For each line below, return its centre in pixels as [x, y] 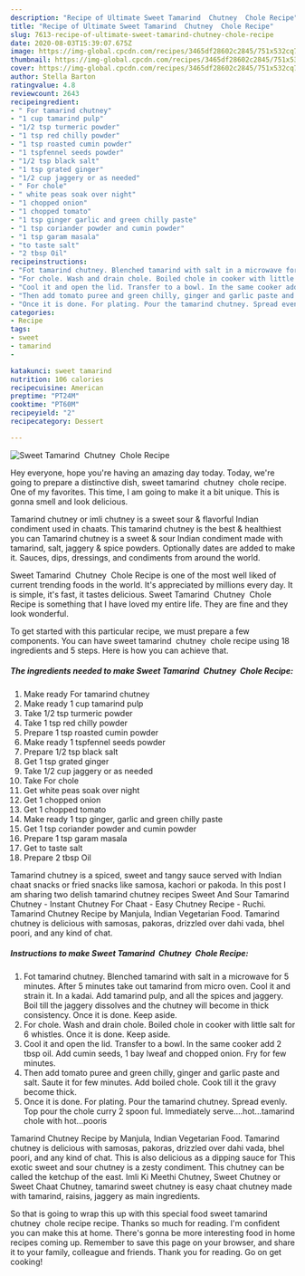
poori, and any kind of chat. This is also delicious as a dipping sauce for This [153, 1157]
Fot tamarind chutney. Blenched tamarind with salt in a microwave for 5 [156, 976]
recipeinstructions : [49, 262]
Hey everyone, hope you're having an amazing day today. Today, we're [143, 473]
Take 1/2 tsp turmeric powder [78, 713]
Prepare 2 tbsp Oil [57, 858]
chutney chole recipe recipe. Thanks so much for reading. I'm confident [145, 1223]
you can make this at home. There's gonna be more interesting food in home [153, 1233]
